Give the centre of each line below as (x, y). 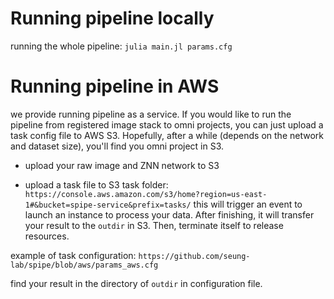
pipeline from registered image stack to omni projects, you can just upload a (167, 124)
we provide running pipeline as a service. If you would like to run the (151, 114)
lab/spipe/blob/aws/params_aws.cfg (84, 265)
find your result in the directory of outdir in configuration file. (136, 283)
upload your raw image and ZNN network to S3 (122, 165)
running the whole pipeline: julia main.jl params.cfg (121, 46)
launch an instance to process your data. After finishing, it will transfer (169, 214)
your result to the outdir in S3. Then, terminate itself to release (154, 225)
